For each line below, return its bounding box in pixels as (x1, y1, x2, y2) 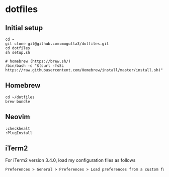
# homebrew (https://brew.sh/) (5, 59, 71, 64)
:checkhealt (5, 126, 30, 131)
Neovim (5, 113, 30, 121)
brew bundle (5, 99, 30, 104)
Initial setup (5, 24, 43, 32)
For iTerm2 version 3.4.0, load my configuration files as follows (5, 157, 136, 163)
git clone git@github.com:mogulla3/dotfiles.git (5, 41, 109, 46)
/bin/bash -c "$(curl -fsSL (5, 63, 64, 68)
